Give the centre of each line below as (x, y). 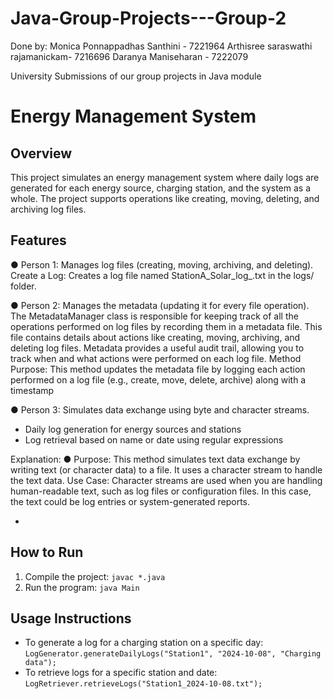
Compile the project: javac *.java (95, 576)
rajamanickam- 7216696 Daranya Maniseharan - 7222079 (129, 56)
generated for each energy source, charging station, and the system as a (160, 188)
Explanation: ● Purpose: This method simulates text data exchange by (155, 459)
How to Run (47, 552)
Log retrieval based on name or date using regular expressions (154, 439)
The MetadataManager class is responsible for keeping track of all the (154, 316)
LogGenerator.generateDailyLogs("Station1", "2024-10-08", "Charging (173, 654)
